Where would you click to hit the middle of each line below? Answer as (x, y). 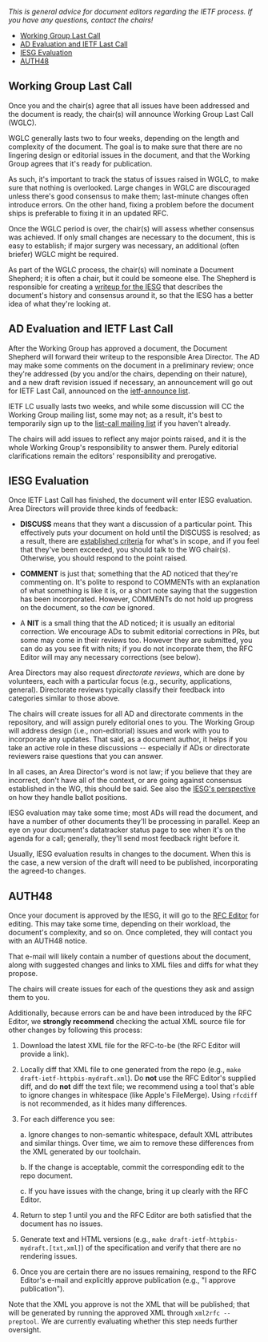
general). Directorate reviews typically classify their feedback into (117, 690)
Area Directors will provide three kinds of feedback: (93, 508)
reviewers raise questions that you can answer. (86, 757)
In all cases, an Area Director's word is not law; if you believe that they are (130, 772)
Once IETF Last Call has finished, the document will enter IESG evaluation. (130, 500)
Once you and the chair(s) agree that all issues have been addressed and (129, 105)
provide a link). (44, 1054)
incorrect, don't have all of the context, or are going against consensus (125, 781)
